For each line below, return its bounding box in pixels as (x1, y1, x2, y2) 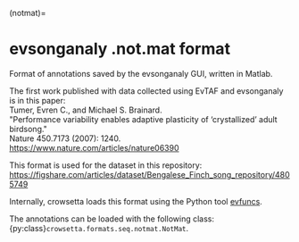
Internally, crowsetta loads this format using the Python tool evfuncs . (9, 196, 263, 206)
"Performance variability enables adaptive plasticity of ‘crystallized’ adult (9, 113, 278, 124)
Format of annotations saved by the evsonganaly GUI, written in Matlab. (9, 68, 273, 79)
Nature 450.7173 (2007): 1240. (9, 133, 121, 144)
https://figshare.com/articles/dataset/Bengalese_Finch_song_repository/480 (9, 169, 290, 179)
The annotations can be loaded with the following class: (9, 213, 214, 224)
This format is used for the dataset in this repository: (9, 160, 203, 171)
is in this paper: (9, 95, 66, 105)
